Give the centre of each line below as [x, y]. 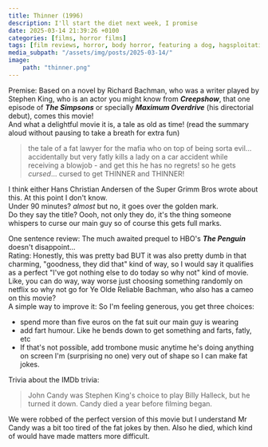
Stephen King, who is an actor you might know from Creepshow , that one [129, 99]
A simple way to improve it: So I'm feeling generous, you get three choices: [132, 306]
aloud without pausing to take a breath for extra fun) [94, 133]
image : [19, 61]
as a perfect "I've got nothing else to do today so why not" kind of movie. [128, 272]
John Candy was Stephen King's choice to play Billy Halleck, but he [139, 395]
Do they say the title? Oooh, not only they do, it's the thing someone [120, 214]
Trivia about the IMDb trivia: [54, 379]
